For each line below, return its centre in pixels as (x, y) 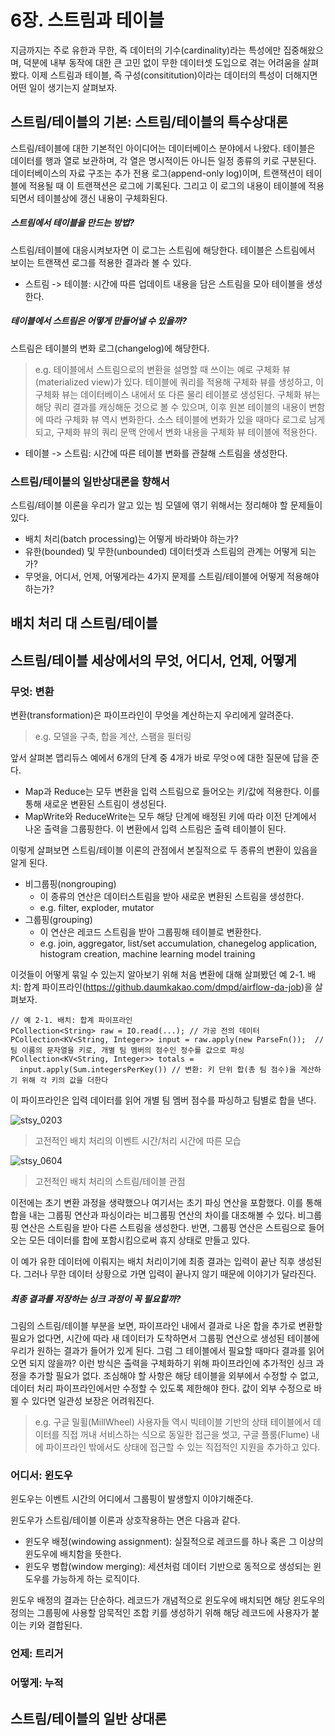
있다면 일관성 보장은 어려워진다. (93, 1401)
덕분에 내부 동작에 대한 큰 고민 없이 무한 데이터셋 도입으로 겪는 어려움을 (162, 62)
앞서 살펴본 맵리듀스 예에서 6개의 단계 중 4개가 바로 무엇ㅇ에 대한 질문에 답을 (160, 758)
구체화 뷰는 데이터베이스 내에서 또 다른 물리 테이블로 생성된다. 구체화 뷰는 (177, 394)
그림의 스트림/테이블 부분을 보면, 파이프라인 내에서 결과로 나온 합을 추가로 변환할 (166, 1326)
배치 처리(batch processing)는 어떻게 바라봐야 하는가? (131, 538)
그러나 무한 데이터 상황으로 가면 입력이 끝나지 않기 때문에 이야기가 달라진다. (170, 1274)
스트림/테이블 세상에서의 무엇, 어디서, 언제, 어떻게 (153, 660)
